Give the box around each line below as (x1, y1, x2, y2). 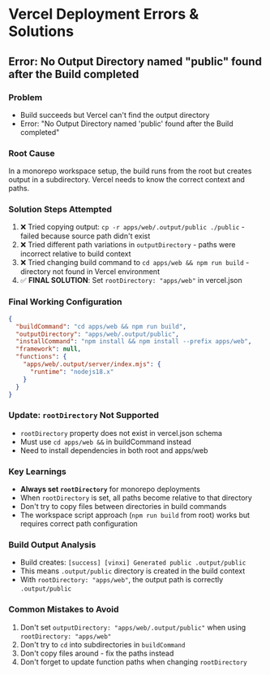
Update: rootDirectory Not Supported (8, 410, 160, 421)
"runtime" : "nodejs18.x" (29, 368, 114, 376)
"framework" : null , (15, 345, 82, 354)
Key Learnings (8, 465, 67, 477)
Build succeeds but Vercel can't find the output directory (19, 110, 210, 120)
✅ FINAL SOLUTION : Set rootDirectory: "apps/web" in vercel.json (19, 276, 242, 285)
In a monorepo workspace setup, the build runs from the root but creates (8, 166, 252, 176)
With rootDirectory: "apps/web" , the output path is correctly (19, 575, 224, 585)
